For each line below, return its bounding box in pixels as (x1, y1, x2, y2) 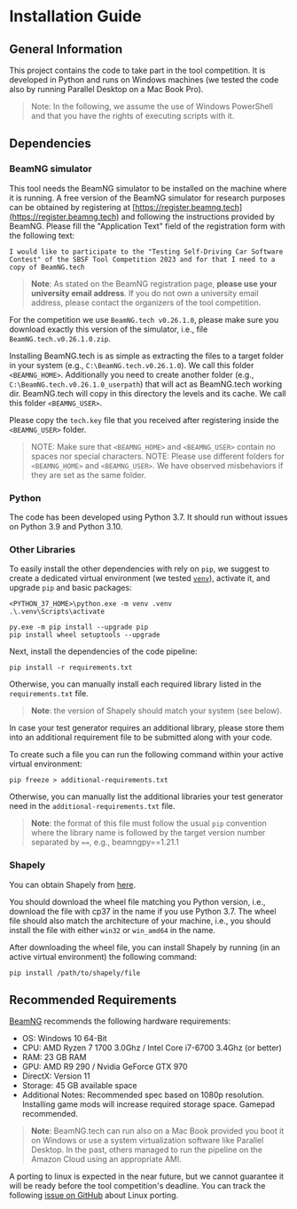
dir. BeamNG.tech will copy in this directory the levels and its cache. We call (9, 388, 286, 398)
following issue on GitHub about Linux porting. (9, 1190, 179, 1201)
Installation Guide (9, 6, 142, 27)
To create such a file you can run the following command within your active (9, 750, 284, 760)
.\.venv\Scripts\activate (9, 608, 105, 616)
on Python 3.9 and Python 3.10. (9, 521, 123, 531)
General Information (9, 42, 123, 57)
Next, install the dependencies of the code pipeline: (9, 646, 198, 657)
